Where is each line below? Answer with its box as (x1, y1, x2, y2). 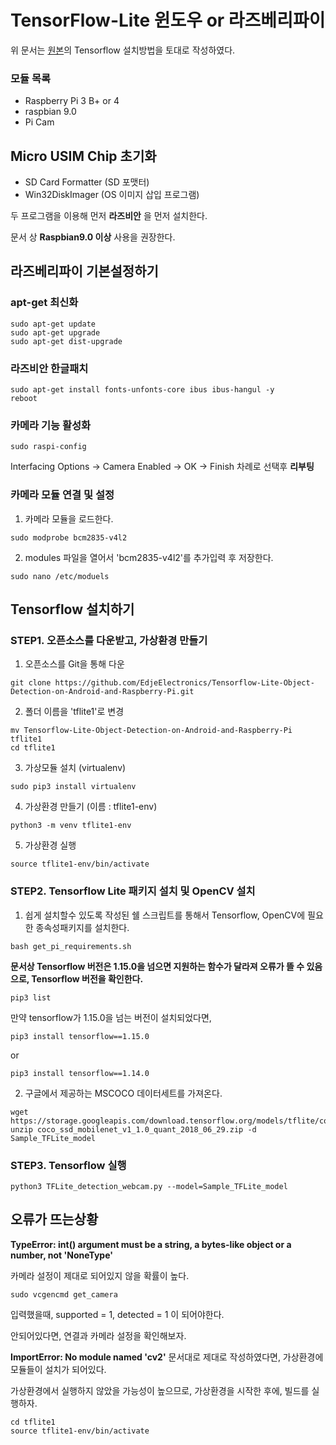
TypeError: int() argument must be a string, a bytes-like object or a (10, 1238, 292, 1250)
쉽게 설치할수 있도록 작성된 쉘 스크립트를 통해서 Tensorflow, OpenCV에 (24, 909, 306, 921)
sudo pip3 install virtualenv (10, 782, 137, 792)
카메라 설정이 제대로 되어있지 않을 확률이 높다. (10, 1269, 190, 1281)
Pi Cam (24, 116, 55, 128)
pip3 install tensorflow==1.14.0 (10, 1068, 150, 1078)
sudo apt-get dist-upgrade (10, 336, 123, 346)
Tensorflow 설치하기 (10, 601, 135, 618)
